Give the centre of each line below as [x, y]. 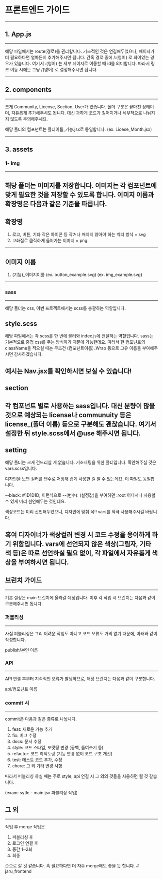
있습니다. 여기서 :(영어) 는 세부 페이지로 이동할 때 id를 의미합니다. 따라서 [82, 63]
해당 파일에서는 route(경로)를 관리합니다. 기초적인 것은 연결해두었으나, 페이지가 [80, 51]
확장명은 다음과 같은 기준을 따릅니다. [56, 204]
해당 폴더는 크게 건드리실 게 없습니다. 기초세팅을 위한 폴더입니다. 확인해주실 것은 [81, 462]
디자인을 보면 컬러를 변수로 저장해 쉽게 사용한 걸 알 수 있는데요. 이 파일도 [73, 479]
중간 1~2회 [22, 849]
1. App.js [18, 34]
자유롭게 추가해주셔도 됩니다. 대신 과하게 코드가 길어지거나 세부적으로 [77, 113]
